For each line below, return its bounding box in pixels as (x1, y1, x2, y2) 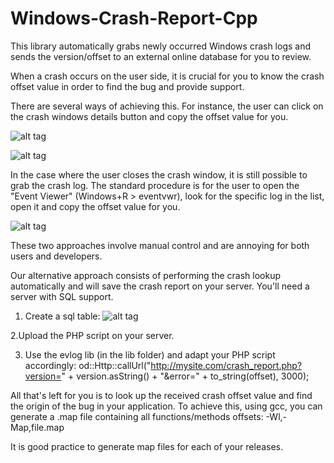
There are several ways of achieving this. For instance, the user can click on (10, 100, 324, 112)
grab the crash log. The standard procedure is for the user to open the (10, 179, 300, 191)
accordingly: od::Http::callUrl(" (24, 359, 152, 371)
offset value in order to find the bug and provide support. (10, 80, 245, 92)
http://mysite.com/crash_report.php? (150, 359, 303, 371)
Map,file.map (10, 421, 65, 433)
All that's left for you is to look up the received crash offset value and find (10, 389, 313, 401)
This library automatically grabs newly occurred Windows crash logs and (10, 40, 312, 52)
